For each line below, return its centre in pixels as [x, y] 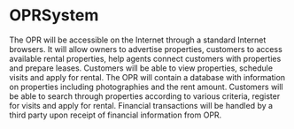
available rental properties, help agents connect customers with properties [145, 58]
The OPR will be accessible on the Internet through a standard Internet [138, 40]
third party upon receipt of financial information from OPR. [116, 115]
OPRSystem [54, 15]
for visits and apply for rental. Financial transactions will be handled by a [141, 105]
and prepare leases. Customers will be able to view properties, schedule [141, 68]
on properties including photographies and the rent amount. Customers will [146, 87]
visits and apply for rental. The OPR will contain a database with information [147, 77]
